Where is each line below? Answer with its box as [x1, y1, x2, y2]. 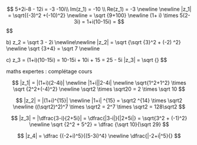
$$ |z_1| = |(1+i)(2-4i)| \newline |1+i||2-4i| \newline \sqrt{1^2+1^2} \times [11, 80, 187, 86]
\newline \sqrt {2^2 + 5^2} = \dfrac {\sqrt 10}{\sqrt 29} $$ [29, 121, 169, 128]
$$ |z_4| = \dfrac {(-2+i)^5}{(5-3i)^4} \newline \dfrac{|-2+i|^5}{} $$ [17, 133, 181, 139]
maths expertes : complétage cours [6, 68, 93, 75]
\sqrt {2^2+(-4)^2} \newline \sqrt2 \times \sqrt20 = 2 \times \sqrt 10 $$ [12, 85, 186, 93]
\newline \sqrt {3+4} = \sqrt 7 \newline [6, 45, 100, 52]
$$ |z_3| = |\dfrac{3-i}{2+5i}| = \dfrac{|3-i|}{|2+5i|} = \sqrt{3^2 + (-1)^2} [11, 115, 188, 121]
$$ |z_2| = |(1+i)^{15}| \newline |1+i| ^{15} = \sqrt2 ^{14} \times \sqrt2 [15, 97, 183, 104]
